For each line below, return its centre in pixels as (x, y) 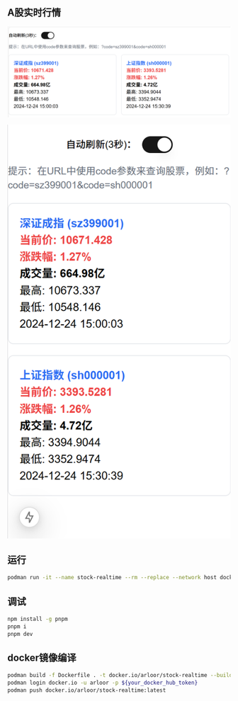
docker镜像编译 (42, 658)
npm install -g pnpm (38, 619)
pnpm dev (20, 634)
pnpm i (17, 626)
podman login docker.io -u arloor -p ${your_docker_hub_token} (103, 683)
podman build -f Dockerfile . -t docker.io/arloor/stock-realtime (107, 676)
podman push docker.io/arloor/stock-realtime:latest (87, 690)
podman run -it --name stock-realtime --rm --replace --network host (112, 578)
